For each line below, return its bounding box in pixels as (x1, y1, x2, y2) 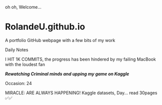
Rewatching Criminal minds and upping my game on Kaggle (5, 71, 129, 77)
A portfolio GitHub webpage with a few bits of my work (5, 37, 116, 43)
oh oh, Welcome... (5, 4, 41, 10)
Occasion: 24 (5, 80, 32, 86)
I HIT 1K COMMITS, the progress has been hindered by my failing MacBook (5, 56, 156, 62)
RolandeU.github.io (5, 21, 85, 32)
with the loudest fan (5, 61, 45, 67)
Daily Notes (5, 46, 28, 53)
